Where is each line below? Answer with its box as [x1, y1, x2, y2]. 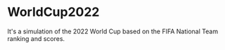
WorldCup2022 [7, 4, 100, 20]
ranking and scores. [7, 34, 65, 42]
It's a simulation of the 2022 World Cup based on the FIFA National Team [7, 27, 219, 35]
